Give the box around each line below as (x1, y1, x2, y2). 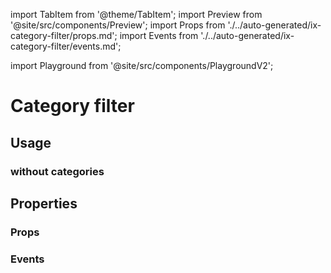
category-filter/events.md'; (10, 40, 122, 52)
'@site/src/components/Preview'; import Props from (10, 19, 226, 31)
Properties (10, 195, 78, 212)
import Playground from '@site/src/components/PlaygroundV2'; (10, 60, 274, 71)
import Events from (119, 30, 199, 41)
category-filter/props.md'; (10, 30, 118, 41)
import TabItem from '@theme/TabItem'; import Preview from (10, 9, 263, 20)
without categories (10, 164, 105, 178)
